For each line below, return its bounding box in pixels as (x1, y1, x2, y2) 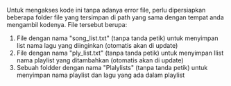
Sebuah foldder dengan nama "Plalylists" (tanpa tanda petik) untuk (16, 64, 208, 71)
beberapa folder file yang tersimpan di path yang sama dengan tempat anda (6, 13, 225, 21)
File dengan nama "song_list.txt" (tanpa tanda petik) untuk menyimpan (16, 34, 219, 42)
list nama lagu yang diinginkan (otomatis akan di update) (16, 42, 178, 49)
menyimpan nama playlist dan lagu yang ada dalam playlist (16, 71, 185, 79)
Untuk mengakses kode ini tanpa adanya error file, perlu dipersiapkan (6, 6, 206, 14)
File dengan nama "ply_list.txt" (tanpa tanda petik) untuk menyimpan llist (16, 49, 224, 57)
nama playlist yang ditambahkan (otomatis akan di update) (16, 56, 184, 64)
